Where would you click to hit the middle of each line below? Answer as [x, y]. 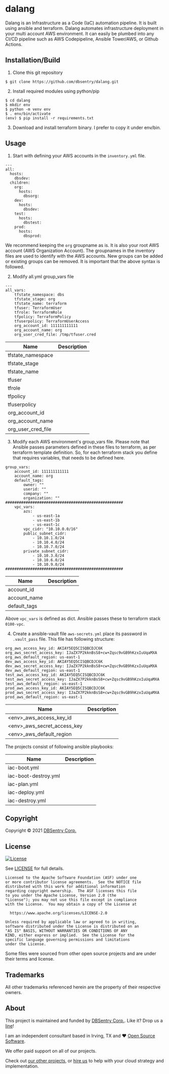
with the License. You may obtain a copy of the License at [71, 904]
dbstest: [33, 222]
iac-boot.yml [23, 767]
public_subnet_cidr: [45, 533]
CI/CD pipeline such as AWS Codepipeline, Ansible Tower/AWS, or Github [82, 39]
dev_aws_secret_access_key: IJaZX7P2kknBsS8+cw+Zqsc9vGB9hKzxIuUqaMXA [81, 666]
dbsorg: [31, 196]
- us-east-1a [46, 516]
